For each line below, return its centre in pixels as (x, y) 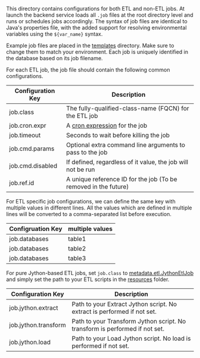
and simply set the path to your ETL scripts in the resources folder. (88, 279)
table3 (77, 258)
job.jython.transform (38, 325)
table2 (77, 249)
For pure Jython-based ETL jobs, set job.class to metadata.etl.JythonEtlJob (100, 273)
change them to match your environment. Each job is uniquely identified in (97, 52)
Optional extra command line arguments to (126, 145)
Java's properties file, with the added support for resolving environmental (96, 27)
